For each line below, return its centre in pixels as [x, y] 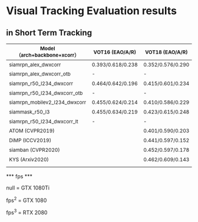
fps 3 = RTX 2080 [27, 212]
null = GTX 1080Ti [28, 188]
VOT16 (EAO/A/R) [115, 52]
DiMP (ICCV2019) [30, 141]
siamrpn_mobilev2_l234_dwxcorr [48, 102]
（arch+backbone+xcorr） [47, 55]
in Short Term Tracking [49, 33]
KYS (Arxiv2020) [29, 159]
